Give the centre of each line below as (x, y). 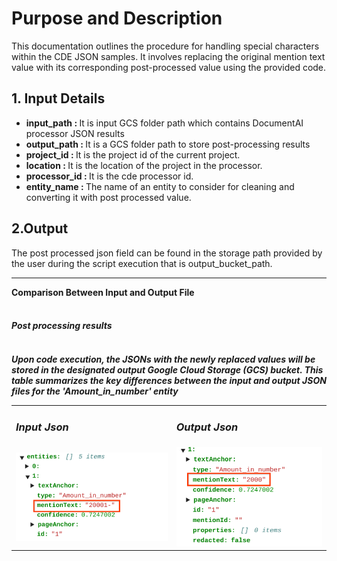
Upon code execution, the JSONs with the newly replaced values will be (163, 359)
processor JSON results (75, 133)
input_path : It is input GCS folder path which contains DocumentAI (164, 123)
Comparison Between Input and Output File (103, 292)
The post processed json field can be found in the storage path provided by (167, 253)
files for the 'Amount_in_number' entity (95, 391)
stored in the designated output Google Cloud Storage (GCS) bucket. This (167, 369)
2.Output (40, 228)
